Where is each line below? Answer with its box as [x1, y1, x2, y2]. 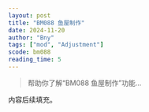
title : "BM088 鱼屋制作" [8, 19, 85, 27]
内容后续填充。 [8, 95, 57, 104]
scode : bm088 [8, 48, 51, 56]
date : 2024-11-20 [8, 26, 65, 34]
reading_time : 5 [8, 56, 61, 64]
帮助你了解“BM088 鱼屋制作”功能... [27, 78, 142, 88]
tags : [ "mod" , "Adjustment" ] [8, 41, 104, 49]
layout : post [8, 11, 51, 20]
